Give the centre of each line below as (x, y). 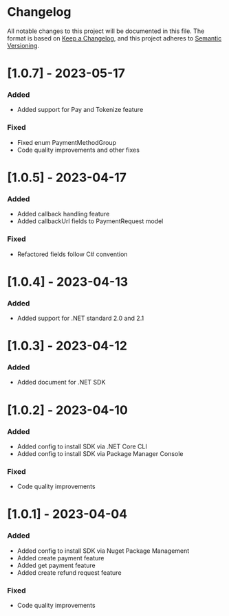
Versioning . (23, 45)
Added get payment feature (56, 565)
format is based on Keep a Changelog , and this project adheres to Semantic (115, 38)
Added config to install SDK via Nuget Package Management (103, 551)
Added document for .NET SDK (61, 383)
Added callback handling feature (63, 214)
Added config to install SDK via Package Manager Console (100, 453)
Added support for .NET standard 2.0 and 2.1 (80, 318)
